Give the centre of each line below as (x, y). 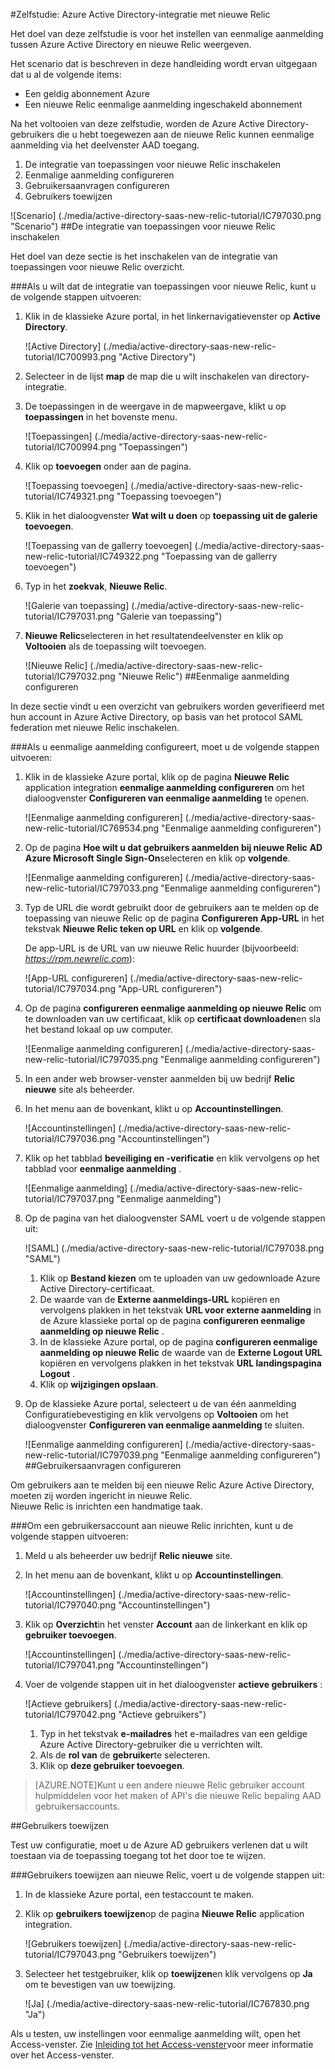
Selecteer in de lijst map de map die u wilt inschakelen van (145, 376)
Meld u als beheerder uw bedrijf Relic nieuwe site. (128, 1555)
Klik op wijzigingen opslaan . (99, 1384)
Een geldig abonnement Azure (87, 93)
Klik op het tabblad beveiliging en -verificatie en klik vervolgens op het (172, 1158)
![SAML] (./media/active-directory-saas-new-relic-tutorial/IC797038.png (174, 1248)
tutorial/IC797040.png (70, 1605)
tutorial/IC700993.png (70, 357)
